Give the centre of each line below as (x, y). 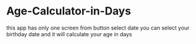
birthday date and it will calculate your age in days (69, 34)
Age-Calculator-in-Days (69, 11)
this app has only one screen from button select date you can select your (98, 28)
